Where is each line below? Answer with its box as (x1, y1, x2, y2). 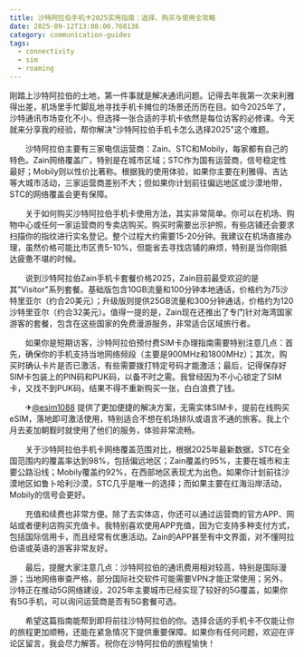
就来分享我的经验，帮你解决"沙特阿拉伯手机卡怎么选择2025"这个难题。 (9, 123, 274, 134)
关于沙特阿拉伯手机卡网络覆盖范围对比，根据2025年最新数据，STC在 (24, 444, 282, 455)
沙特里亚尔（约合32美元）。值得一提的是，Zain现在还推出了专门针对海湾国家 (9, 306, 293, 318)
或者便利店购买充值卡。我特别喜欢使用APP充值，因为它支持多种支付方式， (16, 519, 295, 531)
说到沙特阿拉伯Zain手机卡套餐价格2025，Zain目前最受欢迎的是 (24, 272, 260, 283)
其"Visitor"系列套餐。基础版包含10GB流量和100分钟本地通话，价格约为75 (9, 283, 280, 295)
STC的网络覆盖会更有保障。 (9, 188, 113, 200)
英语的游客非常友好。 (33, 542, 113, 554)
